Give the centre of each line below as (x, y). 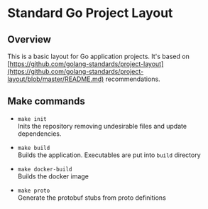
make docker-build (45, 169)
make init (32, 119)
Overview (29, 39)
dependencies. (39, 134)
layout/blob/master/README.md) (56, 79)
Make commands (46, 101)
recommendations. (133, 79)
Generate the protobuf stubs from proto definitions (92, 198)
